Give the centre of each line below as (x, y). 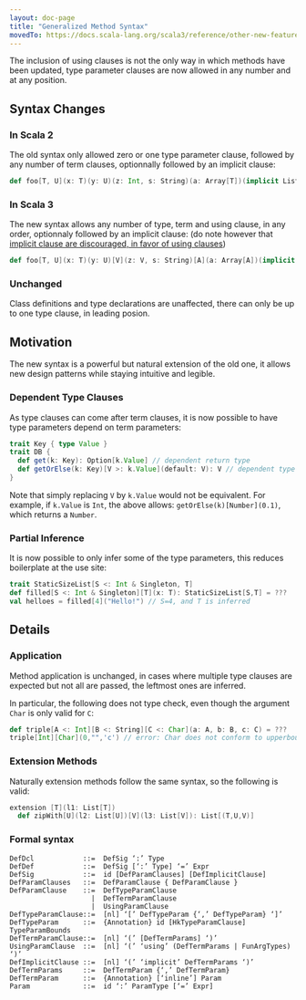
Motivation (41, 342)
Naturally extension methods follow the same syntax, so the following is (144, 781)
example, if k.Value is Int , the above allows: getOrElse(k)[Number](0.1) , (145, 505)
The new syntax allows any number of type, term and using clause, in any (148, 224)
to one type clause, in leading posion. (80, 313)
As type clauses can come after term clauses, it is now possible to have (143, 417)
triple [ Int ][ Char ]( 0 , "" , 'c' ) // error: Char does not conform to (136, 738)
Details (30, 630)
